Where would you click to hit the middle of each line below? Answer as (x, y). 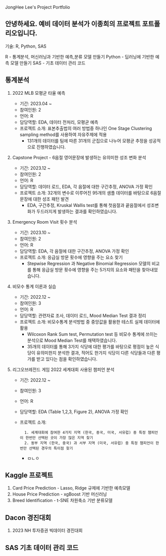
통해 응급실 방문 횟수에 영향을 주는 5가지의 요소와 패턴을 (87, 269)
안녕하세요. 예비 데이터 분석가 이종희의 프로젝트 (73, 24)
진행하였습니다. (51, 147)
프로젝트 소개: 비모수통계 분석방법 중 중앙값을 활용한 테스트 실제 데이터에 (90, 321)
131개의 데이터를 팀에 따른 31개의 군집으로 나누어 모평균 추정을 (87, 140)
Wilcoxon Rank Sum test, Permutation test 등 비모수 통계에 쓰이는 (92, 334)
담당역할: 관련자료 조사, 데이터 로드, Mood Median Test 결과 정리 (83, 315)
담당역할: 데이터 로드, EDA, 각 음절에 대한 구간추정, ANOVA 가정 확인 (86, 186)
